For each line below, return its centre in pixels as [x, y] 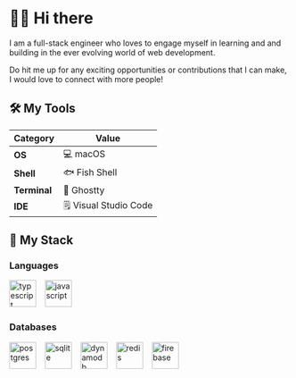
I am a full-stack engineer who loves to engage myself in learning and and [145, 43]
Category [34, 138]
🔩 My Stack [41, 240]
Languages [34, 265]
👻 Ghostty [84, 189]
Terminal [33, 189]
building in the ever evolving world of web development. [112, 52]
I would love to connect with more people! [86, 79]
